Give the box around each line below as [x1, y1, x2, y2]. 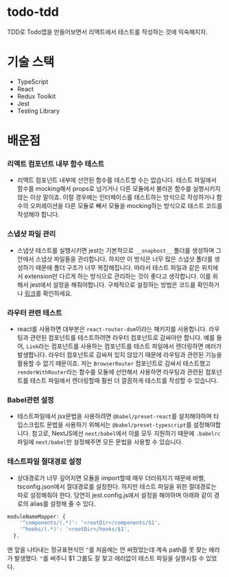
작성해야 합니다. [16, 210, 60, 218]
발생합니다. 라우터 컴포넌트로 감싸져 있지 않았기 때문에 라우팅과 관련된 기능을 [16, 350, 223, 359]
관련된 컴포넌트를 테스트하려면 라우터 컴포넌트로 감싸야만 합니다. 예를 [29, 333, 215, 341]
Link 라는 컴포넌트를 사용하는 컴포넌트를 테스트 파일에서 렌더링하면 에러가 [26, 341, 222, 350]
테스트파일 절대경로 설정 [7, 457, 82, 466]
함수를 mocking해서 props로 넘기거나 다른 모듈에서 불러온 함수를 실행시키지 [16, 185, 221, 193]
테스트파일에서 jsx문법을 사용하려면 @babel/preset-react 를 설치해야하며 [16, 412, 213, 420]
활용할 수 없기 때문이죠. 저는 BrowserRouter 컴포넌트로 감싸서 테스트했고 [16, 359, 211, 367]
